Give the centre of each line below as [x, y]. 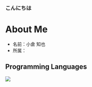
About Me [26, 30]
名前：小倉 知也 [29, 44]
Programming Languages [46, 67]
